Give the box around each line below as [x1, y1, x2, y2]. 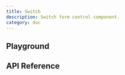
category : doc [6, 19, 41, 25]
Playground [6, 41, 50, 51]
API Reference [6, 61, 60, 71]
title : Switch [6, 8, 41, 15]
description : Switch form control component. [6, 14, 120, 20]
